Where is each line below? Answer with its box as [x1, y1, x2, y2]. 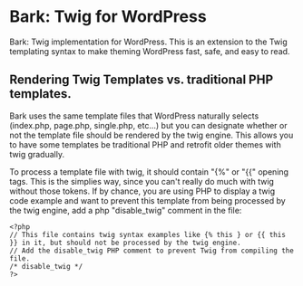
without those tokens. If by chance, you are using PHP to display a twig [9, 186, 276, 196]
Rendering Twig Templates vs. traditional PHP [9, 72, 274, 88]
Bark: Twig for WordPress [9, 6, 207, 27]
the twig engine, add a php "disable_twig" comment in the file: [9, 205, 242, 215]
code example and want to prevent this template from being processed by [9, 195, 286, 205]
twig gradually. [9, 148, 65, 159]
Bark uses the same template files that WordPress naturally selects [9, 110, 259, 121]
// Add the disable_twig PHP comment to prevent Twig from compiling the [9, 246, 295, 255]
